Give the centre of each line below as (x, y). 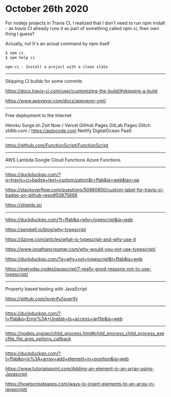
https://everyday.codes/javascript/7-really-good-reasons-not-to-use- (78, 269)
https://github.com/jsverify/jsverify (41, 298)
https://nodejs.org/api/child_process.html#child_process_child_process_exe (85, 333)
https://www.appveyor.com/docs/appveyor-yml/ (56, 101)
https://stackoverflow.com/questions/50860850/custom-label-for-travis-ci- (85, 190)
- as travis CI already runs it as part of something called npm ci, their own (82, 28)
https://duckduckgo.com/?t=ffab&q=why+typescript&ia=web (69, 220)
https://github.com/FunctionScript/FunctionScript (57, 145)
